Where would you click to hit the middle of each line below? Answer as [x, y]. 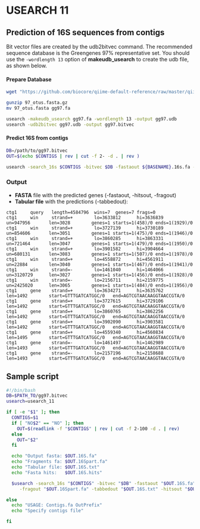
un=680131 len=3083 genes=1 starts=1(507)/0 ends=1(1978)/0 [100, 254]
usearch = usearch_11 [30, 402]
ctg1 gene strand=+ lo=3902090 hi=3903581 [85, 322]
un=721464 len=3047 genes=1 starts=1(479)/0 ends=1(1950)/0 [100, 244]
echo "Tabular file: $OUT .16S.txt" [56, 467]
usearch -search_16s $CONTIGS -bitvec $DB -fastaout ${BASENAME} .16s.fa [98, 167]
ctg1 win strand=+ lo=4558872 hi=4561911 [85, 259]
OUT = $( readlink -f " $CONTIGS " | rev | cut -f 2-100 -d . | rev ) [98, 429]
